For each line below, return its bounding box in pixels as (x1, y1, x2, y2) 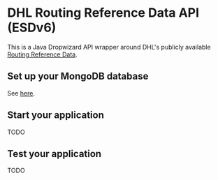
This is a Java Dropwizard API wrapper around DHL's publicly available (7, 43, 211, 51)
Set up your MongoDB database (7, 70, 149, 82)
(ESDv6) (7, 20, 57, 36)
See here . (7, 89, 35, 97)
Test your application (7, 148, 102, 160)
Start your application (7, 110, 105, 121)
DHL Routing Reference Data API (7, 5, 200, 21)
